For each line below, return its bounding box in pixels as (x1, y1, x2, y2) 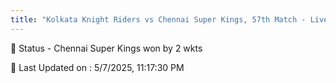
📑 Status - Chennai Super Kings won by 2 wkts (10, 42, 203, 54)
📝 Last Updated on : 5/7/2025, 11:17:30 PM (10, 61, 185, 73)
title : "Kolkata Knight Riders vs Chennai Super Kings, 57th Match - (10, 14, 307, 25)
